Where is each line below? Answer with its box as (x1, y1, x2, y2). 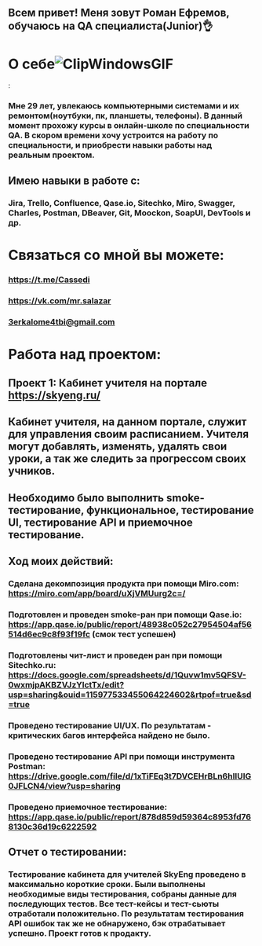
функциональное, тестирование (86, 503, 255, 517)
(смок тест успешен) (92, 629, 176, 640)
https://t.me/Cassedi (8, 274, 90, 285)
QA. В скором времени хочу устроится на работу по (8, 130, 219, 141)
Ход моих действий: (8, 555, 114, 568)
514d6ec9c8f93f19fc (8, 629, 91, 640)
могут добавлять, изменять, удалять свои (8, 440, 227, 453)
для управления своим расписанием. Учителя (8, 427, 249, 441)
